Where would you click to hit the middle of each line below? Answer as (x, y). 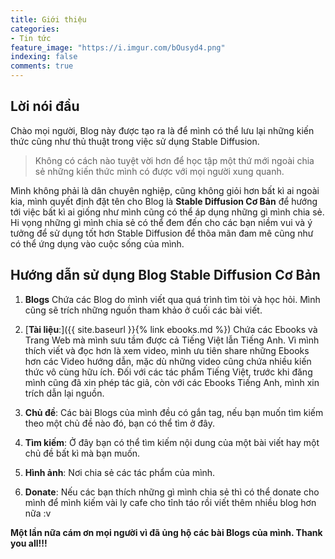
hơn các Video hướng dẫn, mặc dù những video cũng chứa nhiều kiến (168, 361)
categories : (35, 29)
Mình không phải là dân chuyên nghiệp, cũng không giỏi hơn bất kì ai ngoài (165, 190)
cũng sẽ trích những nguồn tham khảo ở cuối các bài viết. (143, 310)
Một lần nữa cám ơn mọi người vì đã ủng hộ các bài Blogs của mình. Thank (166, 532)
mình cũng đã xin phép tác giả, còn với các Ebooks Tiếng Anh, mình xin (172, 382)
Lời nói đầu (45, 106)
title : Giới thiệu (48, 19)
